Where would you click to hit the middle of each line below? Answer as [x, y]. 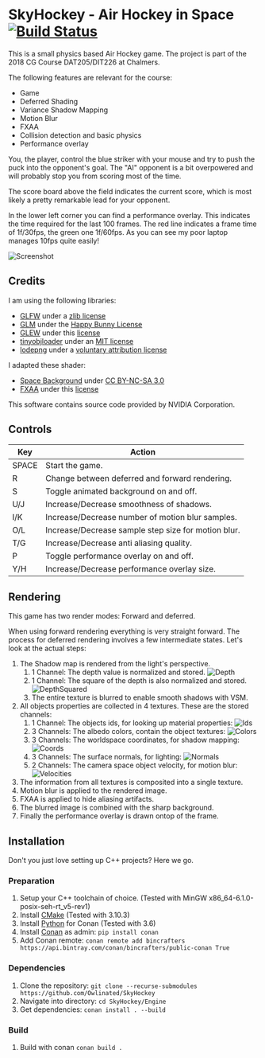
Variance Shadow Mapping [64, 110]
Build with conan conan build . [71, 1048]
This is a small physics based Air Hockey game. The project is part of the [128, 53]
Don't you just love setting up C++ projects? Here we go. [101, 861]
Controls [30, 429]
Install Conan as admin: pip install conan [89, 932]
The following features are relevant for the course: [90, 77]
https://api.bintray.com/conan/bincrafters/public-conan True [125, 948]
